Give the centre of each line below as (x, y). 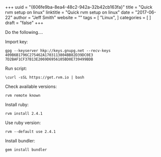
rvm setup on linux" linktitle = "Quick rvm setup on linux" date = (69, 12)
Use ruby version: (23, 123)
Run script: (16, 68)
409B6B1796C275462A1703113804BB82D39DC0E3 (49, 55)
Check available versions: (31, 86)
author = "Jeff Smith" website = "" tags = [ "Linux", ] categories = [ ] (82, 17)
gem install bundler (26, 150)
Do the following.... (24, 32)
